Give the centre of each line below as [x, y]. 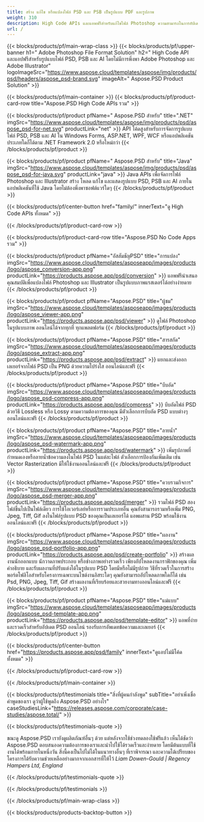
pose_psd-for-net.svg [34, 129]
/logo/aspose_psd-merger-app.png [51, 496]
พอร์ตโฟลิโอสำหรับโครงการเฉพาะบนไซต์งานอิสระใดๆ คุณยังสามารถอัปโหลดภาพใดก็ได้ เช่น [97, 575]
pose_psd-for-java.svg [35, 174]
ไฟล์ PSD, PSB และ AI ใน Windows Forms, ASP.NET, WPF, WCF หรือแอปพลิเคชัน [100, 136]
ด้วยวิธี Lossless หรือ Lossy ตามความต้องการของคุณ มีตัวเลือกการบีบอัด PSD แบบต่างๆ [97, 412]
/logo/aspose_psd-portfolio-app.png [53, 548]
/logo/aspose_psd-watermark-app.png [55, 444]
